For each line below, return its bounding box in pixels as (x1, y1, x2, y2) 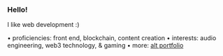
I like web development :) (7, 21, 80, 29)
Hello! (7, 5, 28, 15)
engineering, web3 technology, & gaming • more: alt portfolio (7, 41, 184, 50)
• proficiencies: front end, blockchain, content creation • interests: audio (7, 34, 217, 42)
